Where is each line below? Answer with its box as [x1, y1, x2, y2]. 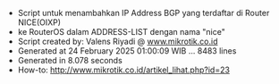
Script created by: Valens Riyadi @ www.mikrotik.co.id [17, 36, 218, 46]
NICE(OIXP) [17, 17, 61, 28]
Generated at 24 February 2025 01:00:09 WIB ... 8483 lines [17, 46, 237, 56]
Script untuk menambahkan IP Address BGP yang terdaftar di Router [17, 8, 270, 18]
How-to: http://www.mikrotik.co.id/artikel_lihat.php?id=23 [17, 64, 231, 75]
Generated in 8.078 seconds [17, 55, 123, 65]
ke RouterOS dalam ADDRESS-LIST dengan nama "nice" [17, 27, 225, 37]
